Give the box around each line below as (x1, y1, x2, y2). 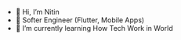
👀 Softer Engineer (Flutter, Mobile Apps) (15, 15, 145, 25)
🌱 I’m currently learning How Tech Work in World (15, 24, 174, 32)
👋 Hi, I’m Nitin (15, 8, 60, 16)
